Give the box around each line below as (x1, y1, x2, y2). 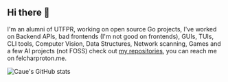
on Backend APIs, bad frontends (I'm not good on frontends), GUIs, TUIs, (7, 32, 214, 40)
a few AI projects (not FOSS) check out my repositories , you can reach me (7, 46, 218, 55)
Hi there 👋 (7, 7, 50, 18)
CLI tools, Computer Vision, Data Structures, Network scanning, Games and (7, 39, 221, 48)
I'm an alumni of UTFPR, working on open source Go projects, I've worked (7, 25, 217, 33)
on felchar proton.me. (7, 54, 67, 62)
